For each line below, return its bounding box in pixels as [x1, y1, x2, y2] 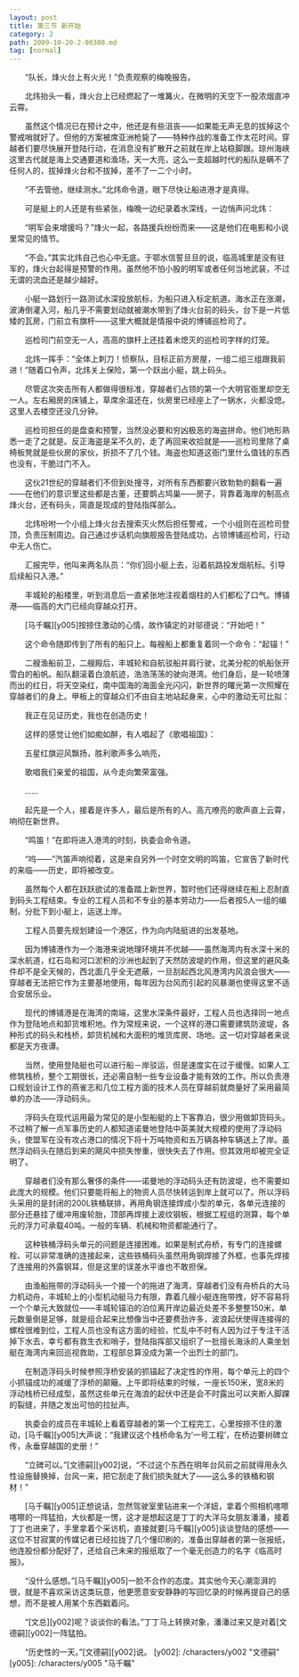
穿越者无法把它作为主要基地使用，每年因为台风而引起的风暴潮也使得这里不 [9, 978, 282, 988]
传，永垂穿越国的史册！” [9, 1441, 100, 1452]
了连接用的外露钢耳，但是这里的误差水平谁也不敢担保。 [9, 1262, 212, 1272]
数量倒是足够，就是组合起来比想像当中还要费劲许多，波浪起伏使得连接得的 [16, 1313, 290, 1324]
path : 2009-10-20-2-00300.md [9, 37, 117, 47]
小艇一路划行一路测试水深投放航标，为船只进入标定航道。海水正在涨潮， [24, 293, 290, 304]
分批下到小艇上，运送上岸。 [24, 906, 126, 917]
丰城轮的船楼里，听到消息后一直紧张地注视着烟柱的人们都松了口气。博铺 [24, 590, 290, 601]
